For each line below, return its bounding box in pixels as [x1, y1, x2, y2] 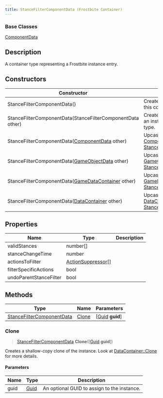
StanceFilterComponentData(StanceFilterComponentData [7, 114, 139, 121]
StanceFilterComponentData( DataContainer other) [7, 197, 123, 204]
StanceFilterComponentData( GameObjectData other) [7, 158, 129, 164]
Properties [5, 220, 38, 228]
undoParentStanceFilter [7, 274, 62, 281]
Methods [5, 290, 33, 299]
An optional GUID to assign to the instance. [43, 385, 141, 392]
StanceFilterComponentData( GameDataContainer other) [7, 177, 136, 184]
